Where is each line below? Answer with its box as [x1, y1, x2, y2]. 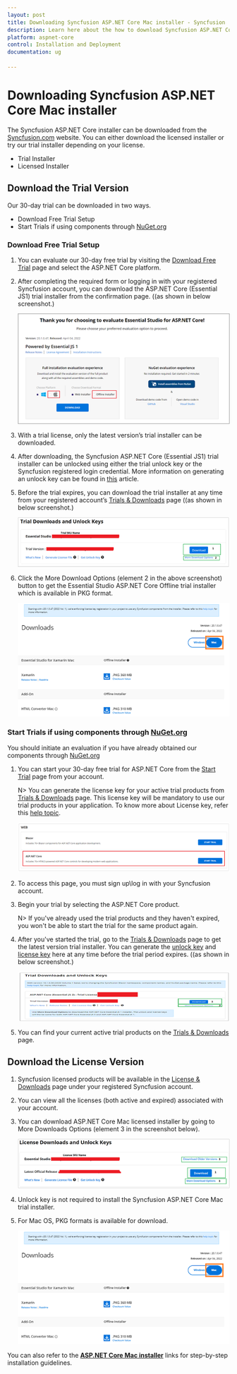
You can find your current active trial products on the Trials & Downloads [17, 1028, 229, 1037]
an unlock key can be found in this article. [17, 474, 140, 483]
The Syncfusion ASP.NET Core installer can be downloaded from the [7, 126, 207, 134]
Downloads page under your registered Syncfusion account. [17, 1082, 193, 1090]
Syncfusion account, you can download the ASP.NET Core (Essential [17, 284, 218, 293]
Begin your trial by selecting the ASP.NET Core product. [17, 900, 180, 908]
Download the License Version [7, 1056, 145, 1068]
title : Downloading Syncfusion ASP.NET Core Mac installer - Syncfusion [7, 18, 226, 26]
